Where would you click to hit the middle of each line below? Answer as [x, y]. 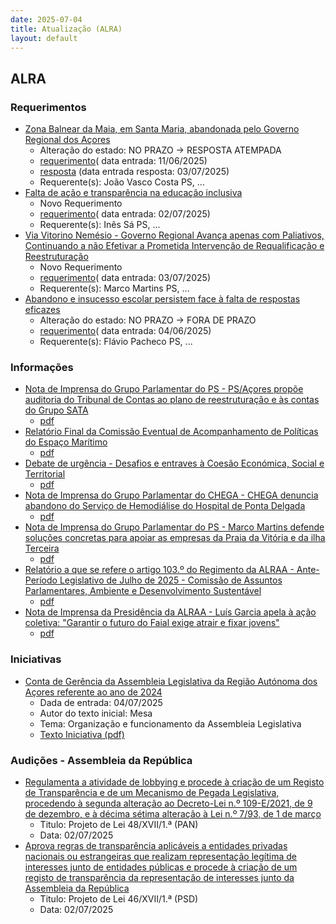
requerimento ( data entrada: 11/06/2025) [123, 161]
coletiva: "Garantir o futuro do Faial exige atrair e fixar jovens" [152, 623]
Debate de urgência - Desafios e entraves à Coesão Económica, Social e [174, 463]
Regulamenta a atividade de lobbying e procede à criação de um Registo [174, 782]
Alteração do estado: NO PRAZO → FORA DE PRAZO [148, 320]
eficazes [42, 310]
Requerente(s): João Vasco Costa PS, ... [122, 182]
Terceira [42, 548]
